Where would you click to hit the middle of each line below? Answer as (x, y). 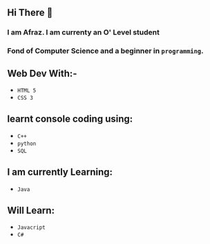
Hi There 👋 (30, 13)
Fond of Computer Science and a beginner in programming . (105, 51)
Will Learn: (31, 210)
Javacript (31, 228)
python (27, 143)
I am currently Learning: (60, 172)
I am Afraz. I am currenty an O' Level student (84, 32)
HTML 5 (27, 91)
